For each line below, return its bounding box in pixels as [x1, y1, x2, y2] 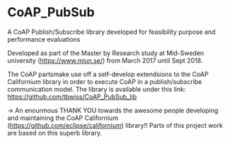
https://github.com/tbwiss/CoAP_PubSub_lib [7, 92, 137, 101]
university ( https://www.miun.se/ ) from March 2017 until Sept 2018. [7, 56, 203, 64]
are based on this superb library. [7, 128, 103, 137]
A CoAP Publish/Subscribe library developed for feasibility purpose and [7, 28, 216, 36]
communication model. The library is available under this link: [7, 85, 186, 93]
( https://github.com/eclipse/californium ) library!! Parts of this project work [7, 121, 223, 129]
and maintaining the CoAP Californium [7, 114, 119, 122]
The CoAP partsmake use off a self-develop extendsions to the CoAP [7, 70, 209, 78]
